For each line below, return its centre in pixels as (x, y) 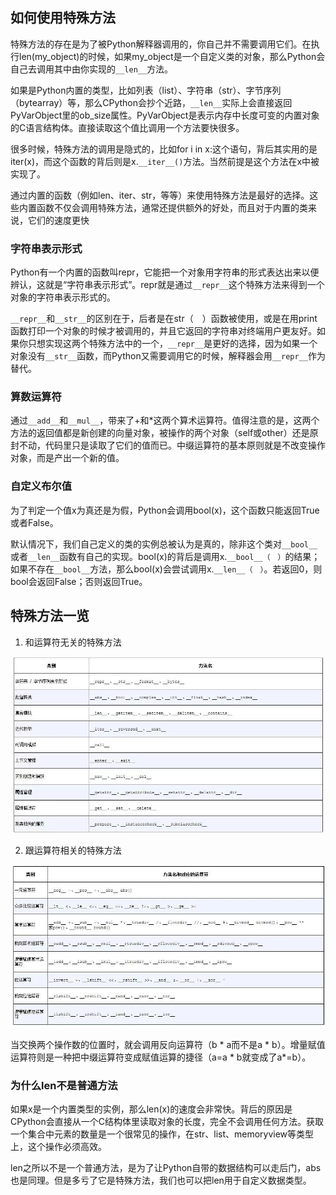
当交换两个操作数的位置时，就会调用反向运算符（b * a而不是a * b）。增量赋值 (168, 1044)
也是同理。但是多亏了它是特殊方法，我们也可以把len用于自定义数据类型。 (161, 1180)
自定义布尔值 (41, 486)
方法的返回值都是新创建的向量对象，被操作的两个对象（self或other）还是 (160, 433)
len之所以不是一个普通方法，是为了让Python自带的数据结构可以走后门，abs (166, 1167)
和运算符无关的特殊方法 (73, 642)
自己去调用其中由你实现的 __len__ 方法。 (92, 69)
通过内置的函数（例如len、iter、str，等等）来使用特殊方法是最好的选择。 (160, 195)
